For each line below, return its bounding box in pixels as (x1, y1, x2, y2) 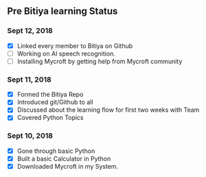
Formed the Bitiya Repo (16, 91, 84, 99)
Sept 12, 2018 (7, 26, 53, 36)
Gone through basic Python (16, 147, 95, 155)
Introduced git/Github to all (16, 98, 93, 106)
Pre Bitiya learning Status (7, 5, 118, 17)
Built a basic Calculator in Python (16, 154, 111, 163)
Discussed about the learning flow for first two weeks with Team (16, 106, 200, 114)
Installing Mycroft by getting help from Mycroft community (16, 57, 183, 65)
